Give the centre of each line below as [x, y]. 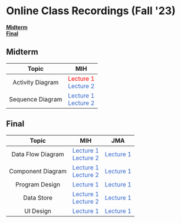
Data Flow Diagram [38, 154]
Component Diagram [38, 171]
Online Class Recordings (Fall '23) [91, 11]
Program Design [38, 184]
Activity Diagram [36, 82]
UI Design [38, 211]
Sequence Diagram [36, 99]
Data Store [38, 198]
